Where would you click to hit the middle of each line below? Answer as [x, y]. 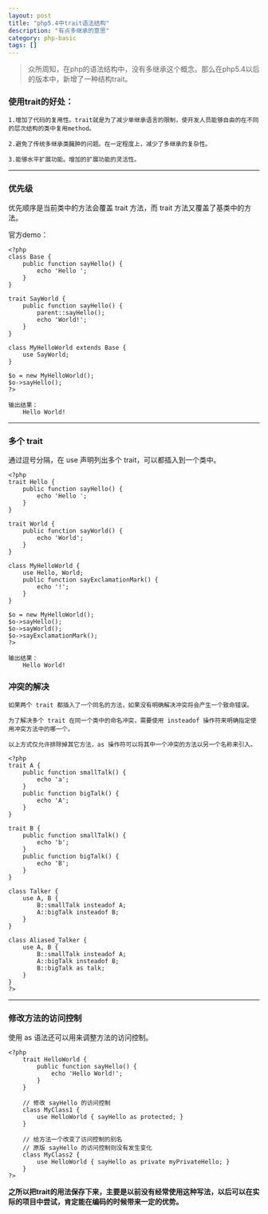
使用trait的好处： [41, 102]
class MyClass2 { [51, 1155]
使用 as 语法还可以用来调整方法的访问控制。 [81, 1037]
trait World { [32, 524]
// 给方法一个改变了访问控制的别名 [73, 1139]
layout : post [30, 16]
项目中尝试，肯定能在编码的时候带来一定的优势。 [102, 1201]
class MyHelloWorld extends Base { [67, 347]
